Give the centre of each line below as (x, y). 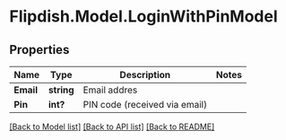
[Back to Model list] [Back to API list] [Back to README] (112, 127)
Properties (39, 50)
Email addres (110, 90)
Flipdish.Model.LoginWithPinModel (143, 17)
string (61, 90)
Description (145, 75)
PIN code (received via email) (145, 105)
